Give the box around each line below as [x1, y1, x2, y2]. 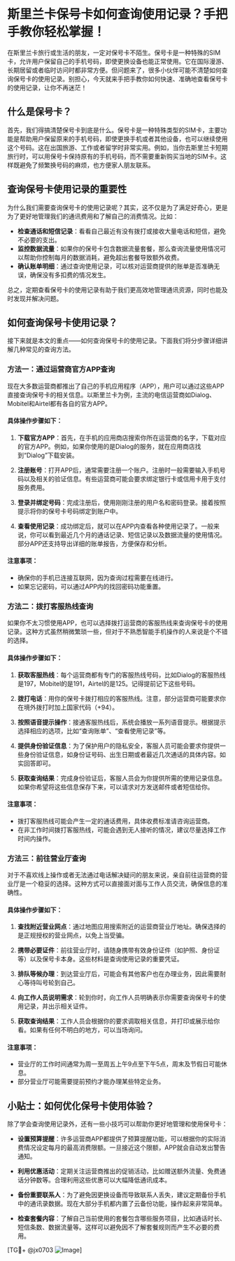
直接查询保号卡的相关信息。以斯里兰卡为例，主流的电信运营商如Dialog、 [7, 390, 215, 399]
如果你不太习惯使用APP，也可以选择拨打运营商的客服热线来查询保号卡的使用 [7, 619, 228, 627]
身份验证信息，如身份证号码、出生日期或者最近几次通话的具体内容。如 [23, 750, 226, 758]
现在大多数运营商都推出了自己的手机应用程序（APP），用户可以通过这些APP [7, 382, 225, 390]
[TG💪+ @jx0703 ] [7, 1246, 83, 1254]
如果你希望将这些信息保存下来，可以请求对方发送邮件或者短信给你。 [17, 782, 214, 791]
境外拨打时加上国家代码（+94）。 [23, 703, 119, 711]
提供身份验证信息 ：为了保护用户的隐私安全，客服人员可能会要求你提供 [17, 741, 220, 750]
